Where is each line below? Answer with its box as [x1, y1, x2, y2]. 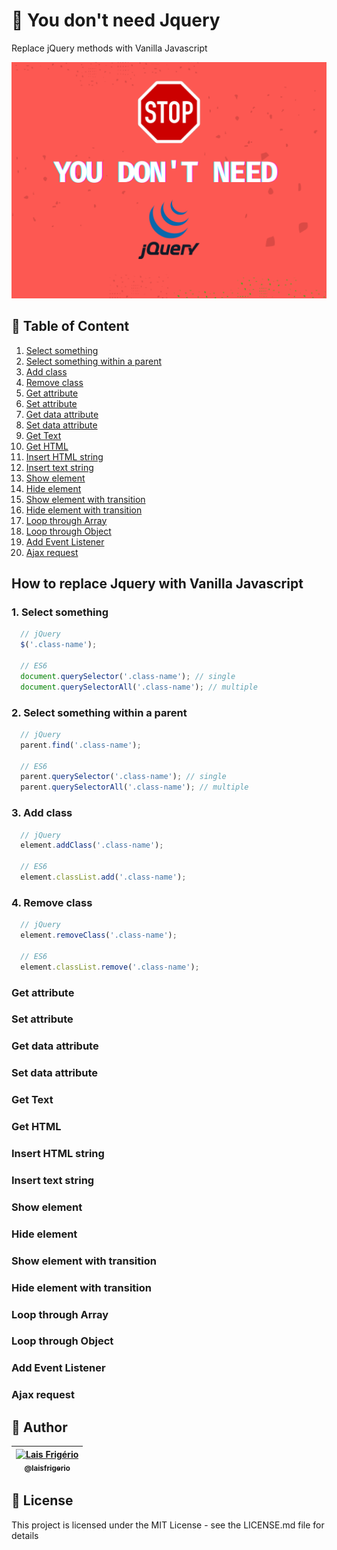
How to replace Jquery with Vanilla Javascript [11, 575, 304, 593]
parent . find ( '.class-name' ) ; [20, 740, 142, 750]
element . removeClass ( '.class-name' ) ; [20, 930, 178, 941]
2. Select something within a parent [11, 705, 188, 719]
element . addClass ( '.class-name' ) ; [20, 840, 164, 851]
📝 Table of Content [11, 318, 130, 335]
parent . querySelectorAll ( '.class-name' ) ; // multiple [20, 782, 249, 793]
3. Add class [11, 806, 73, 820]
